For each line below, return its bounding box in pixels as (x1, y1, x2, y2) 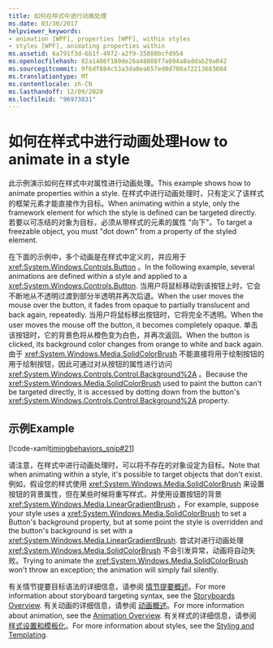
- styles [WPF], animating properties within (8, 42, 165, 50)
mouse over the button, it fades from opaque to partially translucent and (8, 300, 250, 310)
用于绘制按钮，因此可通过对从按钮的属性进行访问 (8, 359, 172, 369)
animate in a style (8, 150, 130, 169)
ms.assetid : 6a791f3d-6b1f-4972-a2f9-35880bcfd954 (8, 50, 184, 58)
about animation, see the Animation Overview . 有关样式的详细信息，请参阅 (8, 611, 258, 620)
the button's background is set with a (8, 526, 133, 535)
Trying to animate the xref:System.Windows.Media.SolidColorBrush (23, 556, 249, 565)
